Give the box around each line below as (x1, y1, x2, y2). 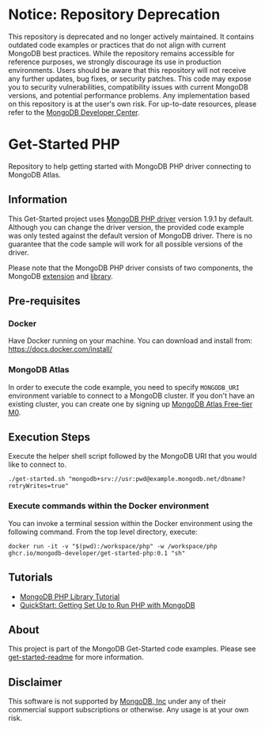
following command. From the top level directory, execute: (8, 527, 198, 536)
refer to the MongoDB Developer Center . (8, 107, 140, 116)
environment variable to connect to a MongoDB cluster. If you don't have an (8, 391, 256, 400)
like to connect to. (8, 460, 67, 469)
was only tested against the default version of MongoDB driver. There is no (8, 231, 253, 240)
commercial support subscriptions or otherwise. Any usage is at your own (8, 705, 249, 715)
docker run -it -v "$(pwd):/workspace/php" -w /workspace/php (8, 542, 218, 550)
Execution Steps (8, 430, 91, 445)
